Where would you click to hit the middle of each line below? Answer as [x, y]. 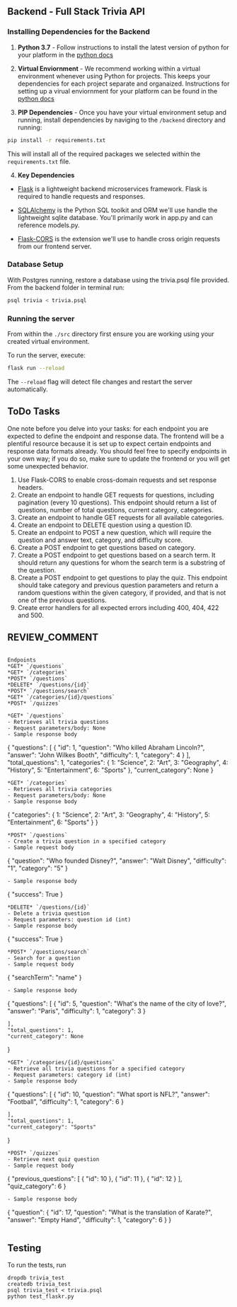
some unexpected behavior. [48, 466]
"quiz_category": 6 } [37, 1186]
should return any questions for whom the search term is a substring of [121, 563]
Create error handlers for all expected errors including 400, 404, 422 [118, 607]
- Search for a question [44, 958]
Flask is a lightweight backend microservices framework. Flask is [112, 189]
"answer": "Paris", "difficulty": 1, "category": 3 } [77, 1011]
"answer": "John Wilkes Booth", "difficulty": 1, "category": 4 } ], [99, 755]
